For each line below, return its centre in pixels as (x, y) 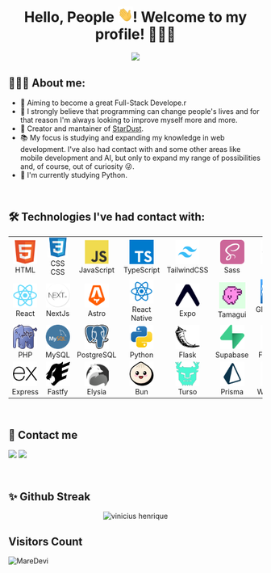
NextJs (58, 314)
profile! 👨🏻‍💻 (135, 34)
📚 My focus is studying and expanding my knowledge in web (122, 137)
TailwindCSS (188, 270)
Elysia (97, 392)
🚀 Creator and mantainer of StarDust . (81, 129)
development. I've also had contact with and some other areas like (130, 149)
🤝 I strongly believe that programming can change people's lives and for (140, 111)
